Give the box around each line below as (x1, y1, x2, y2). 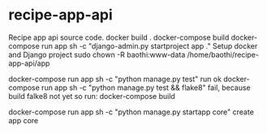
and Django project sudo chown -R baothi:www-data (8, 49, 186, 59)
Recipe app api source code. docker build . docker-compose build (8, 32, 230, 42)
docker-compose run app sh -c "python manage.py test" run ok (8, 74, 222, 84)
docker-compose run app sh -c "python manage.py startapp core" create (8, 107, 254, 117)
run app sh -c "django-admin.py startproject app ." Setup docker (41, 41, 258, 50)
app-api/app (8, 58, 50, 68)
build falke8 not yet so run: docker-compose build (8, 91, 176, 101)
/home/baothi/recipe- (187, 49, 260, 59)
